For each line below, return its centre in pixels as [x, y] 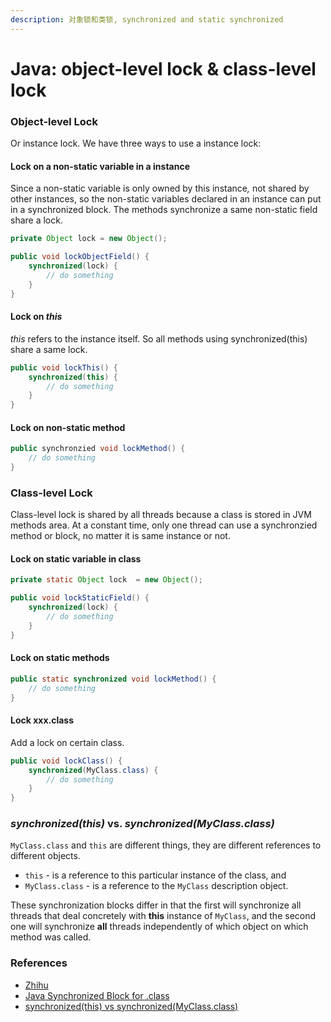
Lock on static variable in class [76, 558]
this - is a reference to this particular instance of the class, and [155, 875]
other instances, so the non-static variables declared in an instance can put [166, 199]
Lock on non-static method [68, 427]
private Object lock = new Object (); [89, 239]
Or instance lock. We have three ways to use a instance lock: [136, 143]
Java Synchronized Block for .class [97, 995]
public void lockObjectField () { [80, 257]
